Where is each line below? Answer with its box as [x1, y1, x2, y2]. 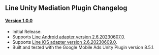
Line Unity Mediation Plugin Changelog [5, 4, 127, 12]
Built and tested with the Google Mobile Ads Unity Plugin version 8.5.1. [12, 44, 155, 50]
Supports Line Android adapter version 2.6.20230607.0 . [12, 34, 126, 40]
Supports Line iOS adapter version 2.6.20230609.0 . [12, 39, 117, 45]
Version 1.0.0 [5, 17, 33, 24]
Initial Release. [12, 28, 42, 34]
